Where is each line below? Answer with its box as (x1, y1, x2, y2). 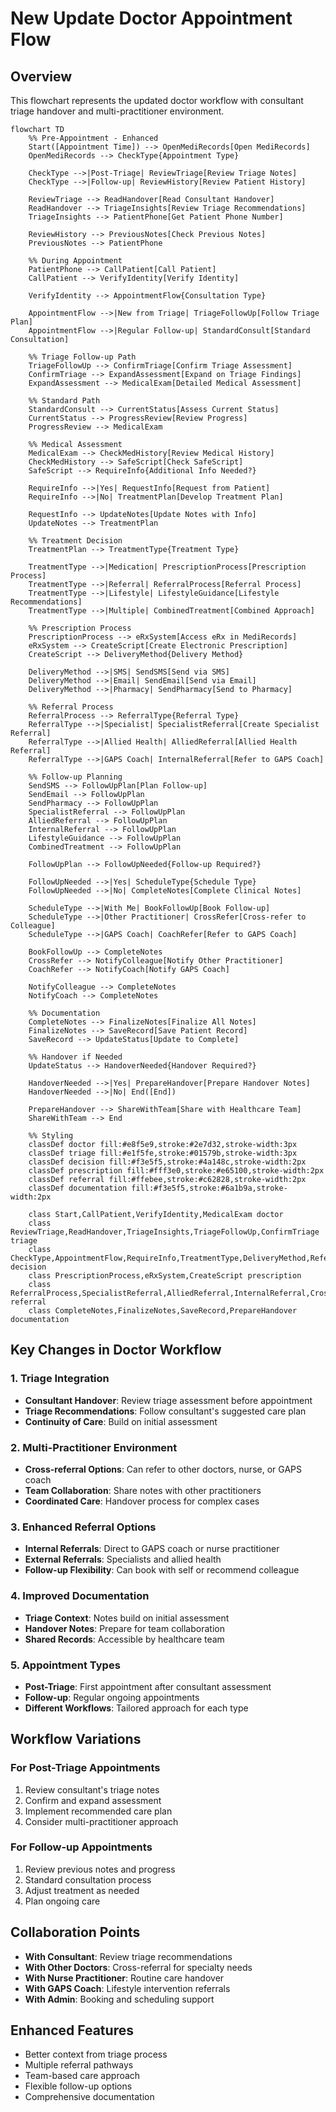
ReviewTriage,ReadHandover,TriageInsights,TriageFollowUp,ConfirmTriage (10, 1227, 320, 1237)
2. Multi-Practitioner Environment (10, 1440, 178, 1454)
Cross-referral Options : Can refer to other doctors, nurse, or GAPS (24, 1463, 302, 1475)
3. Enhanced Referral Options (10, 1520, 157, 1534)
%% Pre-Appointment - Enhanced (28, 133, 159, 143)
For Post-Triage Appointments (10, 1761, 161, 1775)
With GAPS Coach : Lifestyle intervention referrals (24, 1982, 231, 1994)
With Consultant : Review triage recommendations (24, 1950, 233, 1962)
